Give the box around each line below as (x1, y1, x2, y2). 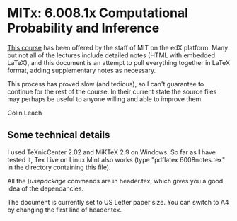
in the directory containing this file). (7, 163, 111, 171)
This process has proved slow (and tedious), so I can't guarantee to (7, 79, 204, 88)
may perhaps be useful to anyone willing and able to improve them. (7, 94, 203, 103)
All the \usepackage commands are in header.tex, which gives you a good (7, 176, 224, 185)
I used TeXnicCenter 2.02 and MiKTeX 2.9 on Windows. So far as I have (7, 147, 216, 157)
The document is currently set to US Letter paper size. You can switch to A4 (7, 198, 229, 206)
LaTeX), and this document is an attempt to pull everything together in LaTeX (7, 58, 231, 67)
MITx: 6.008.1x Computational (7, 5, 189, 21)
